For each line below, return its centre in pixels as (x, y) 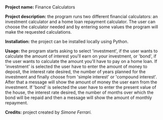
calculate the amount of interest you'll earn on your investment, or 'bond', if (81, 56)
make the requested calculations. (39, 32)
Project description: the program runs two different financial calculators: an (81, 16)
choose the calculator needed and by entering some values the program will (82, 27)
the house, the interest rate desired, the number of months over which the (79, 92)
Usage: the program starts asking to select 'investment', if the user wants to (81, 51)
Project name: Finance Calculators (40, 7)
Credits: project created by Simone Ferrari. (48, 112)
